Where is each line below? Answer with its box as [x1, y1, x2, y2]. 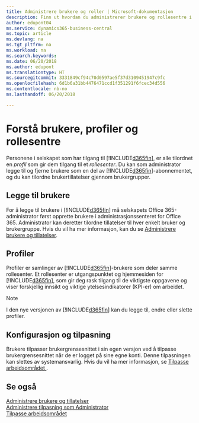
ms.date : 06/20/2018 [6, 58, 57, 64]
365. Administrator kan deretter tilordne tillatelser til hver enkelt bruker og [6, 219, 185, 226]
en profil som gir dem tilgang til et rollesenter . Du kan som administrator [6, 161, 181, 168]
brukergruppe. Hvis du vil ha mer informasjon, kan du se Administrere [6, 225, 176, 232]
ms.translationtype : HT [6, 69, 65, 75]
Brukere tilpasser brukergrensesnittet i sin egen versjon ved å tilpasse [6, 345, 176, 353]
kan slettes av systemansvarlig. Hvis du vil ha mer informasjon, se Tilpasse [6, 358, 190, 365]
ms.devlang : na [6, 36, 44, 42]
